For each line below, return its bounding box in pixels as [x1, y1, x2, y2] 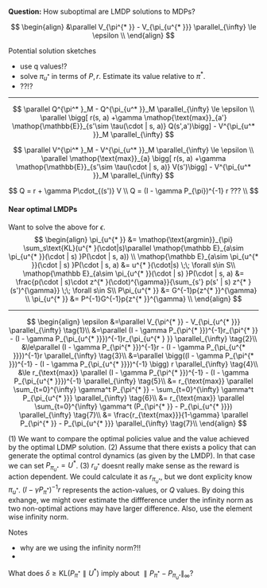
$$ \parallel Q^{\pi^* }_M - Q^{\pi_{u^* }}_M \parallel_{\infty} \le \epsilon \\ [12, 104, 255, 114]
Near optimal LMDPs [8, 205, 78, 214]
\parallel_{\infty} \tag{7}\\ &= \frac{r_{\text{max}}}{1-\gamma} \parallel [18, 410, 249, 419]
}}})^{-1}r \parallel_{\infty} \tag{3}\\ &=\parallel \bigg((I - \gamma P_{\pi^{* [13, 351, 254, 360]
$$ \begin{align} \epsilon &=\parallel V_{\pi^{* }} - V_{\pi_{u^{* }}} [26, 316, 241, 326]
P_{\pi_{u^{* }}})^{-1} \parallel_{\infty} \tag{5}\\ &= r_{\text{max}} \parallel [14, 376, 253, 386]
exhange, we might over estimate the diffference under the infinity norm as [8, 496, 253, 505]
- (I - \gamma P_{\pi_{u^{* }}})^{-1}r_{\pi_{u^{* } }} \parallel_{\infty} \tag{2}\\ [10, 334, 257, 343]
